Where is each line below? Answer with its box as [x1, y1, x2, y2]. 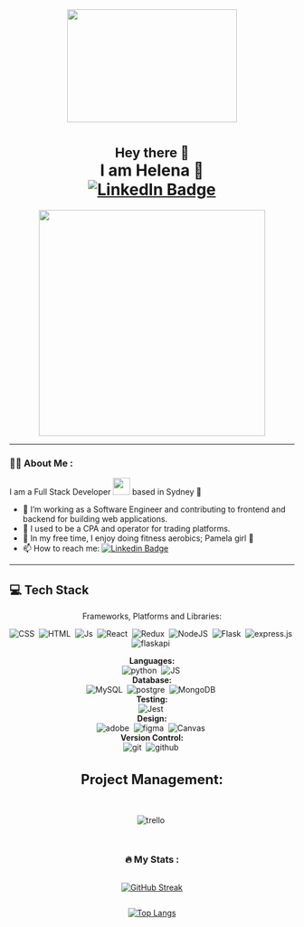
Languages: [128, 656, 176, 667]
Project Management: [81, 771, 223, 788]
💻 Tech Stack [9, 582, 90, 598]
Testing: [136, 694, 168, 705]
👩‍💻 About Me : [9, 457, 74, 469]
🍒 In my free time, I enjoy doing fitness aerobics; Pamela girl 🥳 [22, 533, 254, 544]
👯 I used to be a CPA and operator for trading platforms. [22, 524, 231, 534]
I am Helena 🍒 [100, 160, 204, 181]
